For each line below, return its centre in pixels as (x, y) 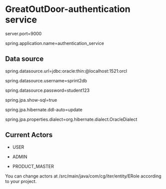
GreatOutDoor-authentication (68, 9)
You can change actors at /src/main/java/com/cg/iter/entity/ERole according (83, 176)
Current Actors (29, 135)
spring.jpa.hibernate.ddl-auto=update (44, 109)
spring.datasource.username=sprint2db (46, 80)
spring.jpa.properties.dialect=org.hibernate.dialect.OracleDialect (71, 119)
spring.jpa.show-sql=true (31, 100)
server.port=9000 (23, 33)
